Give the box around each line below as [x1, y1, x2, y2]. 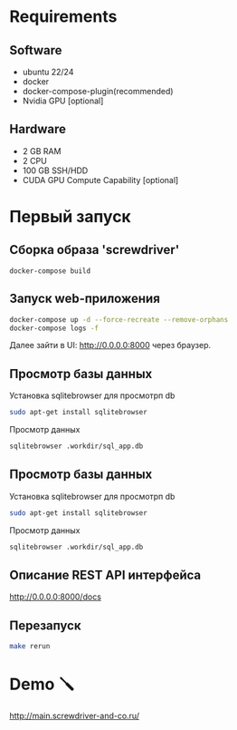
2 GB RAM [22, 145, 62, 156]
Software [9, 43, 62, 58]
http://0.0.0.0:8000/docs [9, 591, 102, 602]
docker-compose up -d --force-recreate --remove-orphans [9, 315, 229, 324]
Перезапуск [9, 618, 81, 633]
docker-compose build [9, 266, 91, 276]
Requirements [9, 6, 118, 27]
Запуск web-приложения [9, 291, 161, 307]
